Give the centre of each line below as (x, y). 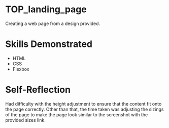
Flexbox (21, 69)
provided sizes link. (25, 120)
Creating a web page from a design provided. (53, 23)
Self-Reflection (38, 90)
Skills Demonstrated (49, 44)
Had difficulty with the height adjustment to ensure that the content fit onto (83, 104)
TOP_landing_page (46, 9)
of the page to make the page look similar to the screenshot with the (77, 114)
